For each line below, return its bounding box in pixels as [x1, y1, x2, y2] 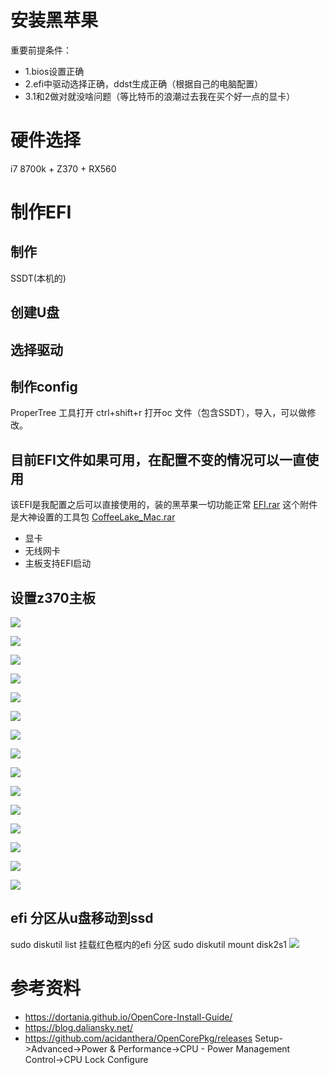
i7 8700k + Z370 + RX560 [10, 162, 117, 175]
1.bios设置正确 [24, 65, 85, 77]
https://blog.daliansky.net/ [24, 1021, 134, 1033]
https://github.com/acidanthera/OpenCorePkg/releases [24, 1032, 253, 1044]
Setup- [254, 1032, 284, 1044]
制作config [10, 379, 78, 396]
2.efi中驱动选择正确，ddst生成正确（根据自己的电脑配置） [24, 77, 264, 90]
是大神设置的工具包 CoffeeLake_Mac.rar [10, 511, 176, 523]
